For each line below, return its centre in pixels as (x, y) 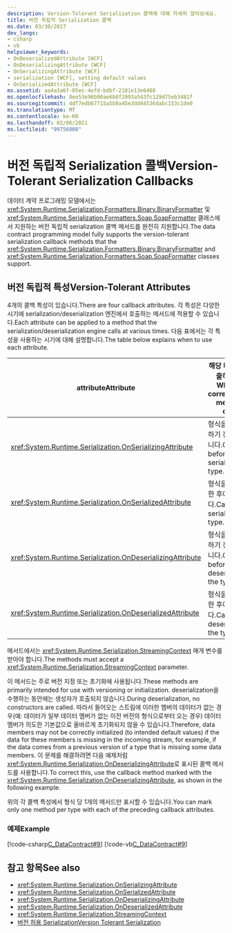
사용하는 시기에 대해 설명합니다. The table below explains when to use (116, 340)
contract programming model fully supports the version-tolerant (98, 234)
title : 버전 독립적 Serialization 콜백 (59, 20)
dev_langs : (23, 33)
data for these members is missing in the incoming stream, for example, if (112, 739)
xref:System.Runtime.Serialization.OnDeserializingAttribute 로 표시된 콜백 (109, 764)
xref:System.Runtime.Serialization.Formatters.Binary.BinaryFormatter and (112, 249)
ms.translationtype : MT (41, 110)
